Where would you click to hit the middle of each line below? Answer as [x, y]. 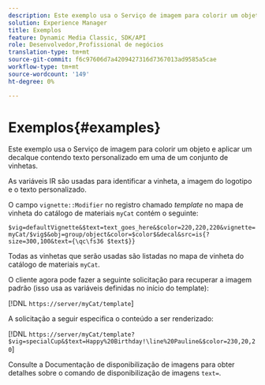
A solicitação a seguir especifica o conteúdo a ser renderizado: [111, 319]
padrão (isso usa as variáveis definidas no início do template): [108, 288]
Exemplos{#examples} [85, 127]
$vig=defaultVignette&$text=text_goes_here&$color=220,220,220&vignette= [132, 228]
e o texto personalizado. [47, 189]
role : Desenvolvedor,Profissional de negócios [86, 45]
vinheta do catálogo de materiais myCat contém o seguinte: [103, 213]
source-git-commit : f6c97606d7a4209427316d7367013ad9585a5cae [112, 60]
